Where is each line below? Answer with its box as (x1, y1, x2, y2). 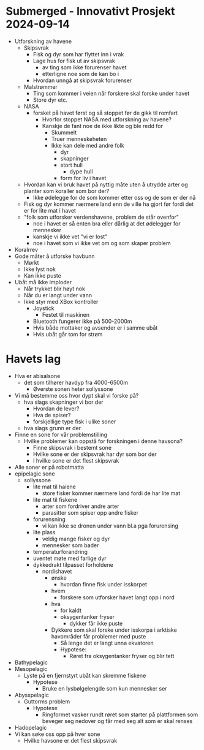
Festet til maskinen (42, 311, 90, 318)
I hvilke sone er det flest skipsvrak (32, 456, 119, 464)
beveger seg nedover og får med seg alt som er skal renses (42, 717, 193, 724)
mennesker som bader (42, 541, 99, 549)
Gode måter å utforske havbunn (14, 252, 96, 260)
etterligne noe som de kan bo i (42, 70, 119, 77)
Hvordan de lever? (32, 404, 80, 412)
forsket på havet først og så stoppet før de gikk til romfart (32, 109, 178, 116)
